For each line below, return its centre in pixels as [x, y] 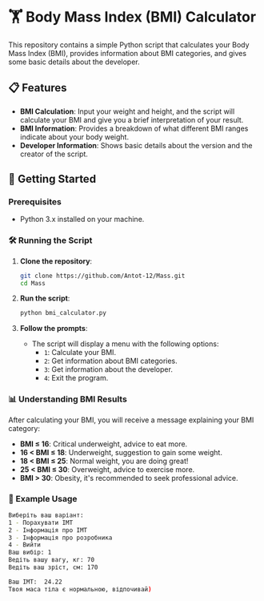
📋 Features [38, 88]
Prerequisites [35, 202]
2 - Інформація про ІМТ [48, 530]
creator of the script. [54, 154]
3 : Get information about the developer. [108, 369]
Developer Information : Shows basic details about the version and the [136, 145]
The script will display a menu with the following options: [125, 344]
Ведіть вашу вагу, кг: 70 [51, 560]
